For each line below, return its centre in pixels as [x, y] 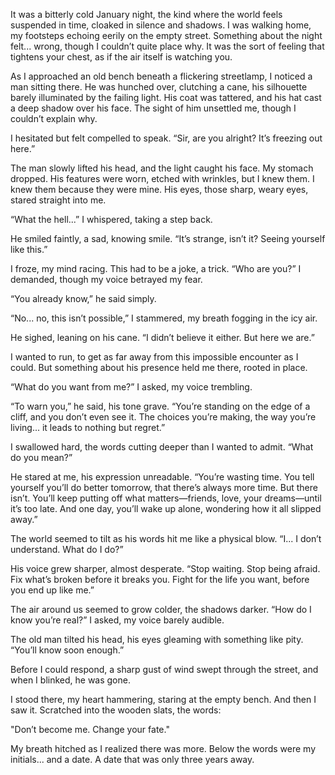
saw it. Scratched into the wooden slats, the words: [116, 710]
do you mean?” [41, 457]
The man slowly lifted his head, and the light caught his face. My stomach [162, 168]
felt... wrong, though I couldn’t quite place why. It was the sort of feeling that [167, 46]
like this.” [29, 249]
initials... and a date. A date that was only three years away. [132, 759]
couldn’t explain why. [54, 118]
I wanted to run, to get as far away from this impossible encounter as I [154, 357]
